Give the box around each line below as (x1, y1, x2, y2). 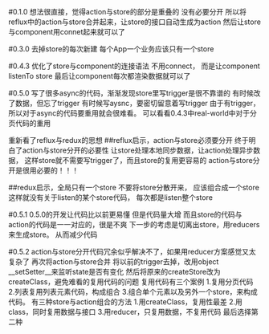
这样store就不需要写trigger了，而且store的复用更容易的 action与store (23, 156, 253, 165)
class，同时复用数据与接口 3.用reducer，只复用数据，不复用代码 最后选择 (8, 308, 251, 316)
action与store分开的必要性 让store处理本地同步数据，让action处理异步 (22, 145, 254, 155)
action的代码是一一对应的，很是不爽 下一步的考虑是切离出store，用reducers (8, 220, 260, 229)
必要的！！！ (35, 165, 79, 175)
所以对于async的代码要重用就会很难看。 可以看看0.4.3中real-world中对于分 (8, 108, 257, 118)
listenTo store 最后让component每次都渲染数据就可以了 (8, 71, 191, 80)
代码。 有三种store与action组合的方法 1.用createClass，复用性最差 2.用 (8, 297, 243, 307)
